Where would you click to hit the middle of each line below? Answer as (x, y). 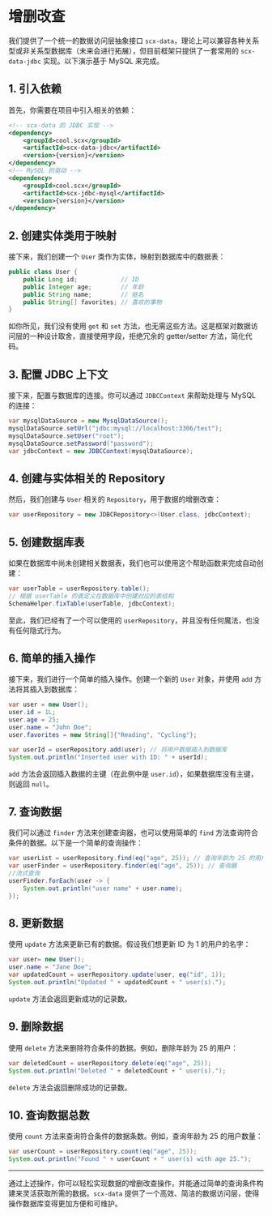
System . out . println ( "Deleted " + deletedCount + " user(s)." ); (117, 1071)
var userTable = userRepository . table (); (79, 589)
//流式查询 (24, 873)
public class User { (43, 272)
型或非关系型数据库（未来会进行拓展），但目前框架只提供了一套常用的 (123, 50)
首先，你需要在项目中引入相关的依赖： (72, 109)
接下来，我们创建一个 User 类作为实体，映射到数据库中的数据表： (117, 257)
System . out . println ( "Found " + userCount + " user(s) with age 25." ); (130, 1159)
